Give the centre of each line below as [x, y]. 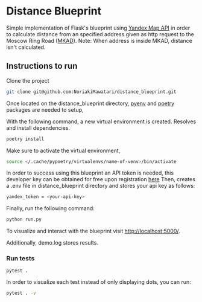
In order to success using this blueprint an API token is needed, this [90, 173]
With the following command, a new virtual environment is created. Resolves [101, 121]
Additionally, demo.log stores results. [52, 243]
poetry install [25, 139]
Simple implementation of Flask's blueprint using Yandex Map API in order [98, 28]
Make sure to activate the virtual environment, [63, 150]
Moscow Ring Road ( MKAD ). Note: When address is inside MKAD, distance [99, 40]
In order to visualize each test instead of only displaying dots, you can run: [99, 282]
